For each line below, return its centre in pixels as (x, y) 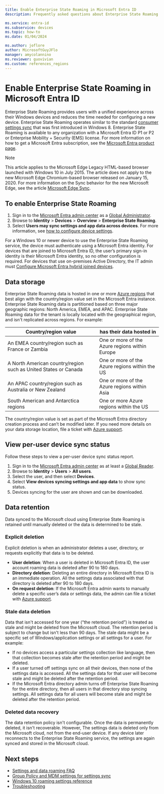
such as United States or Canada (45, 369)
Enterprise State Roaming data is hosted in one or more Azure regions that (80, 293)
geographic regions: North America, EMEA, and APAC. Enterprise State (76, 309)
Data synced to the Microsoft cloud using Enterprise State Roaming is (75, 519)
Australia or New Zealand (37, 389)
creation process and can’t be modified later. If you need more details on (78, 424)
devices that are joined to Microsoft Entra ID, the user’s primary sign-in (76, 251)
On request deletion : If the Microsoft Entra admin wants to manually (81, 588)
